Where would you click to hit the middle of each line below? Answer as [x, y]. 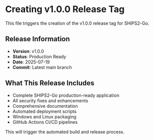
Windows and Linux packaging [44, 116]
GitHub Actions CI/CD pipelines [45, 122]
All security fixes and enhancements [50, 100]
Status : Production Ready [39, 56]
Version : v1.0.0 [28, 51]
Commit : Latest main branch [42, 67]
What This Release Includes [50, 83]
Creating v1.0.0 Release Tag [65, 9]
